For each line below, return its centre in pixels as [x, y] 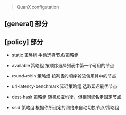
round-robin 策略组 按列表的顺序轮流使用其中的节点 [64, 76]
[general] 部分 [26, 24]
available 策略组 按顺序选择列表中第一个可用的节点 [63, 66]
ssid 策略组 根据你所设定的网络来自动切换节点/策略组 [65, 108]
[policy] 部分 [24, 42]
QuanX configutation [38, 7]
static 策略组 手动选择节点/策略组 [45, 55]
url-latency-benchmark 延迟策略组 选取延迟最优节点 [64, 86]
